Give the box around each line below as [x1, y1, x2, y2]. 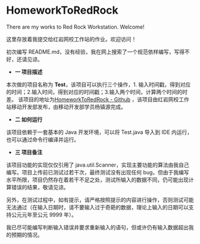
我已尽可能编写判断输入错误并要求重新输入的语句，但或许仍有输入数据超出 [6, 224, 189, 231]
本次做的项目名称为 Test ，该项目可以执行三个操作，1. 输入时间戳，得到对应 [6, 81, 191, 88]
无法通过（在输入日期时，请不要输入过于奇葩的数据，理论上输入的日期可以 [6, 204, 189, 211]
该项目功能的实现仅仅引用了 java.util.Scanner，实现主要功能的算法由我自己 [6, 161, 189, 168]
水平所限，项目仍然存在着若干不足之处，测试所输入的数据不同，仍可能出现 [6, 176, 189, 183]
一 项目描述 [14, 68, 43, 75]
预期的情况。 [11, 231, 43, 238]
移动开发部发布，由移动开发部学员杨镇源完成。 [11, 103, 126, 110]
